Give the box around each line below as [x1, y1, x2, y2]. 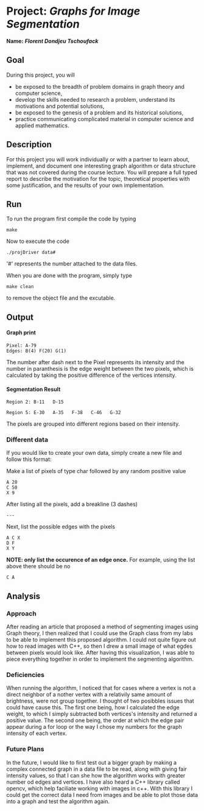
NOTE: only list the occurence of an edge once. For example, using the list [6, 556, 195, 564]
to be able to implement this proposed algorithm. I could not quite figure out [6, 636, 196, 644]
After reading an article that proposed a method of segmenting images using [6, 623, 199, 631]
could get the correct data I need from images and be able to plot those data [6, 791, 199, 798]
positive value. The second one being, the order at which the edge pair [6, 717, 185, 724]
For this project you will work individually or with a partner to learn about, [6, 155, 190, 163]
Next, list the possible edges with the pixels [6, 523, 116, 530]
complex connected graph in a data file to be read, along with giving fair [6, 765, 187, 773]
